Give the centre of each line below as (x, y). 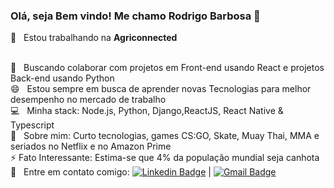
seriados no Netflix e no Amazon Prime (91, 146)
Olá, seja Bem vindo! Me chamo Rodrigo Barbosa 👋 (135, 16)
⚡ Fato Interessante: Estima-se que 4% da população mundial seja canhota (165, 158)
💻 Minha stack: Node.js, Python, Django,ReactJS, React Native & (147, 111)
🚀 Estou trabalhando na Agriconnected (94, 38)
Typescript (32, 125)
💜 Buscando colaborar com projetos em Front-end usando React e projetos (167, 68)
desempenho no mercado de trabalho (88, 100)
